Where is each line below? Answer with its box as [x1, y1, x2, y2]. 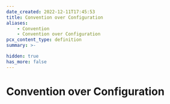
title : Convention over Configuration [6, 14, 103, 20]
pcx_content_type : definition [6, 37, 82, 43]
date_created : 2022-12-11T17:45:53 [6, 8, 96, 15]
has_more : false [6, 58, 47, 65]
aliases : [6, 20, 28, 26]
